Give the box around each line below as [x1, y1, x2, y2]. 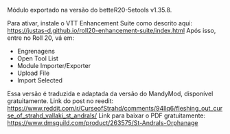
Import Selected [16, 76, 63, 85]
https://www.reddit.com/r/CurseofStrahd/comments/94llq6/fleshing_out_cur [7, 104, 223, 112]
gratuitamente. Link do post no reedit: [7, 97, 114, 105]
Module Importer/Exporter [16, 62, 91, 69]
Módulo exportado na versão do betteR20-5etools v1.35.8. [7, 6, 172, 14]
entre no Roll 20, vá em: [7, 34, 74, 42]
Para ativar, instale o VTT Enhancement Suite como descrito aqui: [7, 19, 193, 27]
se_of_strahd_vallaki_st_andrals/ [7, 111, 97, 120]
